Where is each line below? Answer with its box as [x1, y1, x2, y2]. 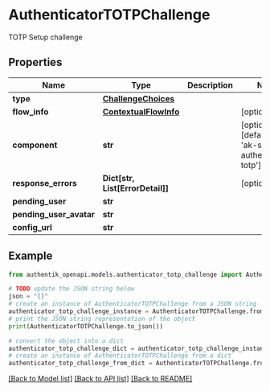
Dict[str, [102, 172, 135, 183]
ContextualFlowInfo [102, 106, 180, 117]
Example [8, 249, 53, 263]
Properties [8, 56, 63, 69]
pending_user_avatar [12, 208, 95, 220]
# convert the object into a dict [8, 336, 125, 345]
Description [187, 79, 233, 90]
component [12, 139, 58, 150]
